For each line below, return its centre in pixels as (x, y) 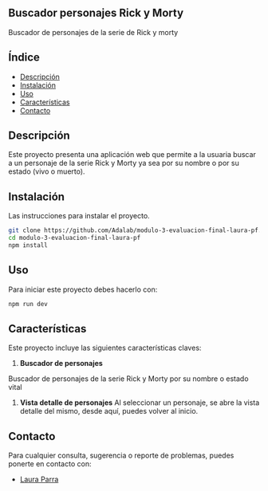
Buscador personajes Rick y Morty (96, 13)
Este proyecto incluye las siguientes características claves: (105, 348)
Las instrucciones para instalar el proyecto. (79, 216)
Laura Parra (39, 479)
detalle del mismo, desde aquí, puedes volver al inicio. (109, 411)
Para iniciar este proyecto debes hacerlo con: (83, 289)
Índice (24, 58)
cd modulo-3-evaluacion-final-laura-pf (75, 238)
